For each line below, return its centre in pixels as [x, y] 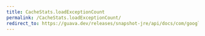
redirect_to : [23, 23]
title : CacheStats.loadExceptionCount [56, 12]
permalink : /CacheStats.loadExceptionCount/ [64, 18]
